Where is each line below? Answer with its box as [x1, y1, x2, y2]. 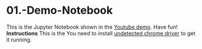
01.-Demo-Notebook [6, 4, 113, 17]
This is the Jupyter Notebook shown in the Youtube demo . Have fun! [6, 23, 178, 30]
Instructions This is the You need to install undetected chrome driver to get [6, 29, 196, 36]
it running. [6, 36, 32, 43]
